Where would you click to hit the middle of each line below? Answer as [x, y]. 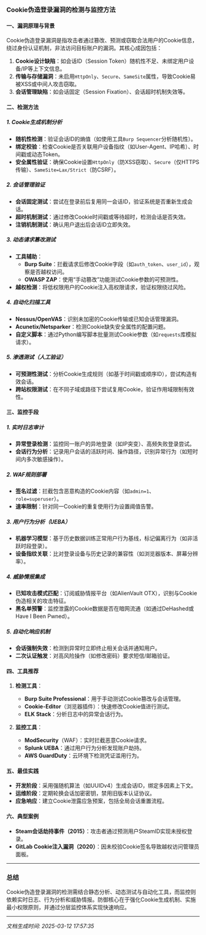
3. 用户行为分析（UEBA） [38, 522]
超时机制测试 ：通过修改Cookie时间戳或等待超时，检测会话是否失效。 [102, 217]
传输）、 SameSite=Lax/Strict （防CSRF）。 [67, 170]
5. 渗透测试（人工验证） [36, 357]
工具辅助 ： [29, 256]
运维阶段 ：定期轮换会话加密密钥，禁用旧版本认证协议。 [85, 793]
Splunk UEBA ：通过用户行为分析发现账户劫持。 [85, 748]
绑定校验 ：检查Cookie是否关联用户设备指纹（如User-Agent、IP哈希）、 [104, 146]
